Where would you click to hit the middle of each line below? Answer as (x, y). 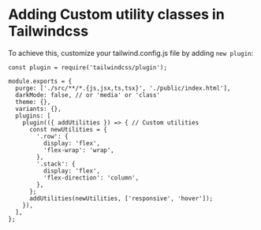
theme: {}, (33, 102)
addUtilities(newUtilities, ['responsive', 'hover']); (121, 198)
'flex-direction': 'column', (91, 178)
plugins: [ (33, 116)
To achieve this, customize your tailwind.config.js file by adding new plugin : (131, 53)
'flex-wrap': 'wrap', (78, 150)
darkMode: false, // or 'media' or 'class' (88, 95)
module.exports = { (40, 81)
